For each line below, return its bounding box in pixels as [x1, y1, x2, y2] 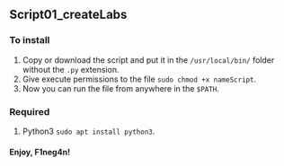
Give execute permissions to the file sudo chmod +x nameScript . [22, 74, 257, 84]
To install [9, 34, 50, 47]
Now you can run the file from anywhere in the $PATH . [22, 83, 220, 93]
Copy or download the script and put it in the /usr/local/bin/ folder [22, 54, 275, 66]
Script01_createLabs [9, 7, 128, 22]
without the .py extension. [22, 64, 120, 74]
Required [9, 105, 50, 118]
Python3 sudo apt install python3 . [22, 126, 155, 136]
